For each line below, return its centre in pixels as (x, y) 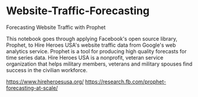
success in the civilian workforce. (47, 70)
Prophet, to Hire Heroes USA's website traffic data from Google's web (91, 45)
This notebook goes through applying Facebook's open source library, (92, 38)
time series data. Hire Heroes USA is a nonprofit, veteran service (85, 57)
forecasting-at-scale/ (32, 88)
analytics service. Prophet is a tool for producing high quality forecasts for (97, 51)
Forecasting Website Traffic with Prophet (56, 27)
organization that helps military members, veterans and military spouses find (99, 64)
